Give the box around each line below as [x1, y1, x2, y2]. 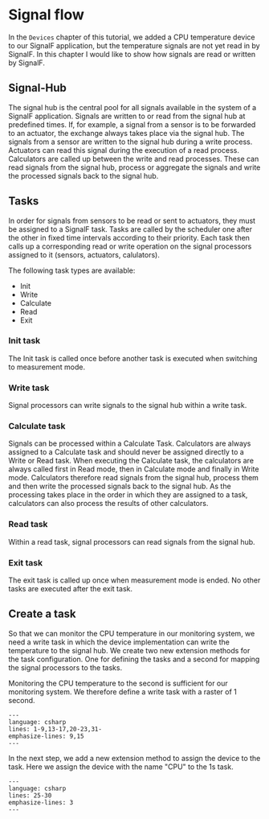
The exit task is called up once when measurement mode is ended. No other [8, 575, 261, 585]
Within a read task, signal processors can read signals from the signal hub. [8, 537, 255, 546]
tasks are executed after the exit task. [8, 584, 132, 594]
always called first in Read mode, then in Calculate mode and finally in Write [8, 464, 259, 474]
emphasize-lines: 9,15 [8, 732, 84, 740]
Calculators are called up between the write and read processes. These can [8, 154, 259, 163]
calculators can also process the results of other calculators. [8, 499, 209, 508]
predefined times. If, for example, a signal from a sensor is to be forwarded [8, 119, 256, 130]
